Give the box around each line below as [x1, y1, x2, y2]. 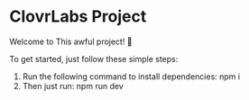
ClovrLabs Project [9, 6, 147, 27]
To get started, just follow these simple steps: [9, 53, 179, 64]
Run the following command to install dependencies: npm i [22, 70, 241, 82]
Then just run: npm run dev [22, 80, 124, 91]
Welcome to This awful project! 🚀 [9, 36, 133, 47]
